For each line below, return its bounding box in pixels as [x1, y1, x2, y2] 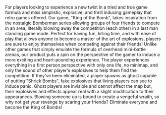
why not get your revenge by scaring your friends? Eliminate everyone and [5, 99, 158, 105]
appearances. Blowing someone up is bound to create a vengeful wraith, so [5, 94, 160, 100]
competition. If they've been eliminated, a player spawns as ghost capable [5, 73, 157, 78]
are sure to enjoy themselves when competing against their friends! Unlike [5, 41, 157, 47]
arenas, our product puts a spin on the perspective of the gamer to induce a [5, 52, 160, 57]
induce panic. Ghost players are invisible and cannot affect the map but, [5, 83, 152, 89]
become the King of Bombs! [5, 104, 62, 110]
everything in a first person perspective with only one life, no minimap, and [5, 62, 158, 68]
